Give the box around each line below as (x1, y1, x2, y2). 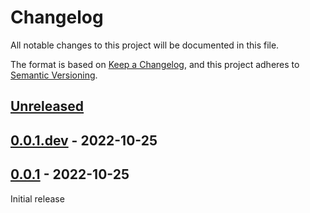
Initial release (10, 192, 65, 205)
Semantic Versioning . (10, 69, 98, 81)
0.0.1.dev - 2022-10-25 (10, 132, 158, 149)
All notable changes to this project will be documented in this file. (10, 39, 280, 51)
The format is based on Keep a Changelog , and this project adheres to (10, 58, 300, 70)
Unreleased (10, 98, 85, 115)
